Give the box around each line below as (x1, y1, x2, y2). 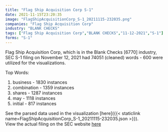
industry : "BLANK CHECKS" (5, 26, 60, 31)
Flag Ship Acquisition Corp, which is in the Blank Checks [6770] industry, (5, 49, 157, 55)
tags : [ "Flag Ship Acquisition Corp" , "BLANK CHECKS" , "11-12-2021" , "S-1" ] (5, 31, 164, 36)
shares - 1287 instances (12, 90, 63, 96)
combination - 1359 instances (12, 84, 75, 90)
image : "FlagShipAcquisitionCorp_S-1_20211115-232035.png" (5, 17, 132, 22)
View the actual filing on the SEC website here (5, 121, 101, 127)
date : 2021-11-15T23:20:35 (5, 12, 62, 17)
